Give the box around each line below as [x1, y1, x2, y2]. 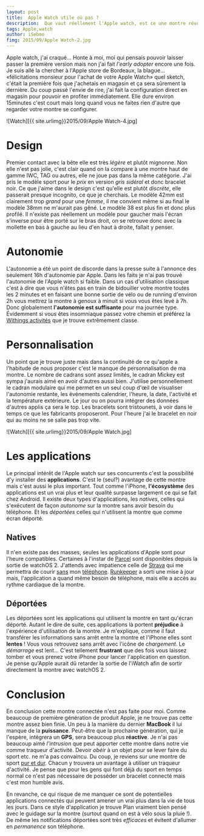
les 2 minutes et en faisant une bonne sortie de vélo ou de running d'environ [6, 290, 197, 298]
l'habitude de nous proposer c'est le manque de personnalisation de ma [6, 364, 186, 372]
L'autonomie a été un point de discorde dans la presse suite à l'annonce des [6, 265, 197, 272]
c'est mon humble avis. [6, 779, 64, 786]
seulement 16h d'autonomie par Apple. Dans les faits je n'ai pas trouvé [6, 271, 182, 279]
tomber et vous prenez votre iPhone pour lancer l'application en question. [6, 653, 191, 661]
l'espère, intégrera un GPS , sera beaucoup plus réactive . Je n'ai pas [6, 734, 178, 741]
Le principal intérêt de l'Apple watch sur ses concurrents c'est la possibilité [6, 469, 194, 476]
